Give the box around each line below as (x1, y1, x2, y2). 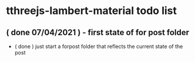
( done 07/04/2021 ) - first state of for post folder (6, 27, 190, 37)
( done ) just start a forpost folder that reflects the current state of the (14, 43, 183, 50)
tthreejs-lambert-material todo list (6, 4, 177, 18)
